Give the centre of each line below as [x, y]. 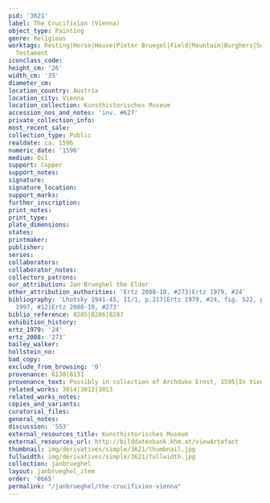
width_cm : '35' [34, 76]
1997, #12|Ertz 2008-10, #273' [68, 307]
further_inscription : [45, 202]
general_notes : [34, 419]
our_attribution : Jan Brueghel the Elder [79, 285]
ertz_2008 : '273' [37, 337]
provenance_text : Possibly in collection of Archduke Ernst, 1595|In [127, 382]
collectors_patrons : [43, 277]
